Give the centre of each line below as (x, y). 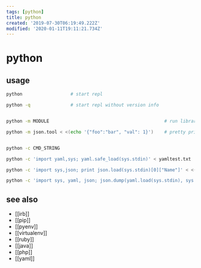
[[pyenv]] (26, 227)
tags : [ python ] (25, 12)
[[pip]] (23, 221)
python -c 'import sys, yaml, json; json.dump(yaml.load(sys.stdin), (95, 181)
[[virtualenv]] (31, 233)
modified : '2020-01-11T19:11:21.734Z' (54, 29)
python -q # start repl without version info (83, 105)
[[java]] (24, 246)
